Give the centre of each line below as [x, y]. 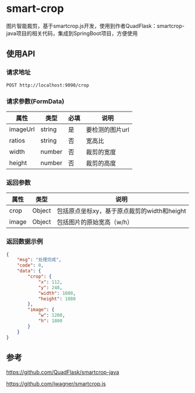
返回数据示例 [25, 242]
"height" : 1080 [57, 299]
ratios [17, 140]
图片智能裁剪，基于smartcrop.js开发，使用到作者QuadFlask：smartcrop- [95, 26]
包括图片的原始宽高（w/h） [95, 222]
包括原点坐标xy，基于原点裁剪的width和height [121, 211]
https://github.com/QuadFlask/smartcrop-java [63, 372]
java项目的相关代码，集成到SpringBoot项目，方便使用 [72, 33]
